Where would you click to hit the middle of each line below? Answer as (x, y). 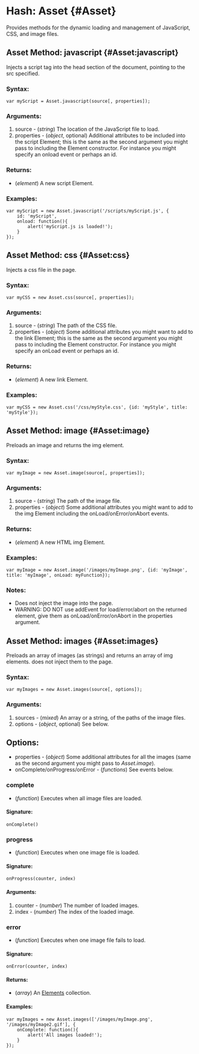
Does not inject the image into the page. (64, 603)
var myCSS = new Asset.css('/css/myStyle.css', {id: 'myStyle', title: (97, 407)
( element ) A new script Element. (54, 183)
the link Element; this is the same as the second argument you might (99, 338)
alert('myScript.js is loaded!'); (70, 226)
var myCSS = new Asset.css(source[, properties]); (70, 298)
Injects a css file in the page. (41, 269)
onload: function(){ (42, 221)
